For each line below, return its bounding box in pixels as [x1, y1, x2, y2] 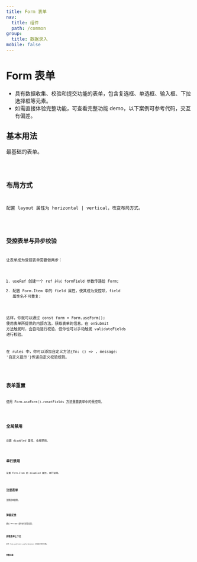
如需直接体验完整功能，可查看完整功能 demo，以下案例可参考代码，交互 [14, 104, 191, 111]
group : [6, 31, 22, 37]
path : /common [11, 25, 46, 31]
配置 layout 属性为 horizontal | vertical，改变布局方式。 [6, 205, 143, 211]
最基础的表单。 [6, 148, 43, 155]
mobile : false [6, 42, 41, 48]
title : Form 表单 [6, 8, 47, 15]
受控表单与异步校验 [6, 238, 57, 245]
